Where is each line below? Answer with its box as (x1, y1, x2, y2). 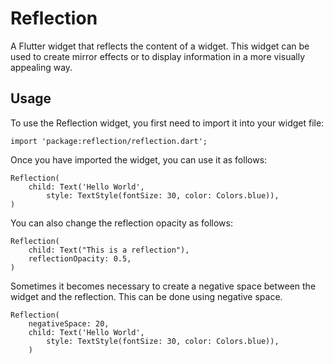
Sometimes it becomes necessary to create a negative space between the (10, 280, 317, 292)
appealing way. (10, 61, 73, 73)
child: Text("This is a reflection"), (28, 245, 190, 255)
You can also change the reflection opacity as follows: (10, 217, 233, 229)
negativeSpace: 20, (28, 318, 110, 329)
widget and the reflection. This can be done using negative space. (10, 290, 283, 302)
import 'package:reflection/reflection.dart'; (10, 136, 208, 146)
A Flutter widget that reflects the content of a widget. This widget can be (10, 40, 310, 52)
